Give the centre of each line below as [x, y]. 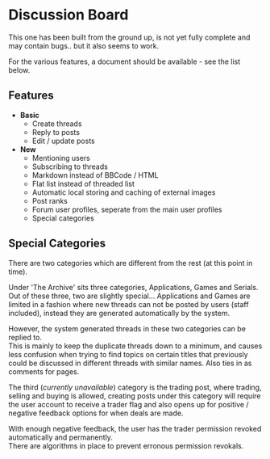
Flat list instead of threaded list [83, 183]
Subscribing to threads [70, 166]
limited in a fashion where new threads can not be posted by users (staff [129, 304]
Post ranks [50, 200]
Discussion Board [69, 15]
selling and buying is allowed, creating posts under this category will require [135, 396]
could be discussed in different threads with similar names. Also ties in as [130, 363]
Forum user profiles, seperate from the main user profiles [127, 209]
